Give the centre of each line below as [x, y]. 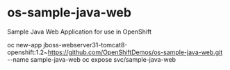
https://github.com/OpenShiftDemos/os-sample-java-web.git [135, 52]
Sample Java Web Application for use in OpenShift [79, 32]
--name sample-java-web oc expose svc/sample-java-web [91, 59]
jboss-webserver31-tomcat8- [85, 45]
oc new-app [25, 45]
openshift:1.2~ [28, 52]
